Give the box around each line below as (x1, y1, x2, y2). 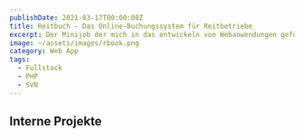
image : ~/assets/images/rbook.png (9, 38, 140, 48)
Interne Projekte (9, 114, 102, 129)
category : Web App (9, 47, 79, 56)
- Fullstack (17, 64, 63, 73)
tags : (9, 55, 30, 64)
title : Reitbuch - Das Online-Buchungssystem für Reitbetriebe (9, 22, 253, 31)
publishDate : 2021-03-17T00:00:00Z (9, 13, 144, 23)
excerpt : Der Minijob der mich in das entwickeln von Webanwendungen (9, 30, 278, 39)
